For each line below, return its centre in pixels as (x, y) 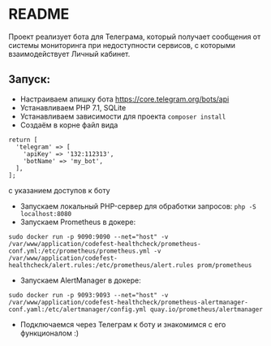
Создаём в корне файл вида (69, 125)
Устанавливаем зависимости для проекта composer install (123, 116)
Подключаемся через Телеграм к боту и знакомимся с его (123, 324)
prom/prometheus (225, 265)
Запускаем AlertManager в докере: (80, 280)
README (39, 14)
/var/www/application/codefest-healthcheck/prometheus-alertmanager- (129, 302)
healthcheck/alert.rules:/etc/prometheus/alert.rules (101, 265)
